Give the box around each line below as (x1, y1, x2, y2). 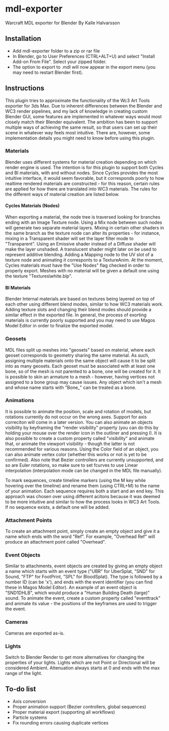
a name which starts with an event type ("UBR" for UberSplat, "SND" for (5, 568, 155, 574)
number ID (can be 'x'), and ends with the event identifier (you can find (5, 579, 153, 585)
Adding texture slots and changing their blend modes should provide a (5, 307, 151, 313)
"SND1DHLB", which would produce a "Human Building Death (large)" (5, 590, 150, 596)
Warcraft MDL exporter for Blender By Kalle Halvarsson (5, 20, 120, 26)
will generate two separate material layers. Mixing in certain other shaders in (5, 225, 164, 231)
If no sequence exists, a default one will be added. (5, 504, 110, 510)
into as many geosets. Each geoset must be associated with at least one (5, 363, 155, 369)
